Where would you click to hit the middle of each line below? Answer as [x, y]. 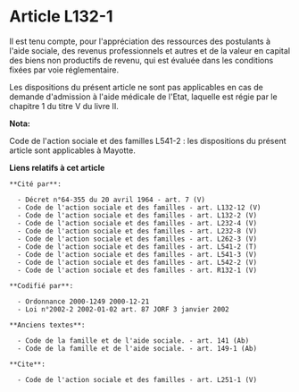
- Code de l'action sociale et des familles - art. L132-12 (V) [139, 208]
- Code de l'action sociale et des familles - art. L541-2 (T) [137, 247]
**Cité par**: [36, 184]
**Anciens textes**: [48, 325]
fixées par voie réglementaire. [64, 70]
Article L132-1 [61, 17]
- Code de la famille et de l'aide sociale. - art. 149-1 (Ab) [137, 348]
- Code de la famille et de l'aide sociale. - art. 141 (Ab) [133, 341]
